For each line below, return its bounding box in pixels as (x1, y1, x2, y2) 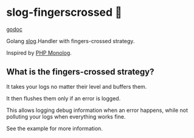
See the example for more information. (6, 125, 103, 132)
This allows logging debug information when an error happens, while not (6, 106, 189, 114)
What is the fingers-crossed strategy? (6, 67, 154, 77)
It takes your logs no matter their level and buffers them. (6, 83, 147, 90)
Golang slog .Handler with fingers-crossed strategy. (6, 37, 135, 44)
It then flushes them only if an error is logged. (6, 94, 121, 102)
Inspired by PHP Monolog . (6, 49, 72, 57)
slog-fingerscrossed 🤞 (6, 5, 123, 19)
